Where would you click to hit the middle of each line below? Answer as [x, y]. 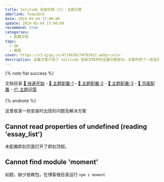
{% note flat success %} [30, 73]
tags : [10, 41]
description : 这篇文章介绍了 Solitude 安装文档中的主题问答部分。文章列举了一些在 [81, 60]
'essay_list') [24, 134]
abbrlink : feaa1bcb [25, 14]
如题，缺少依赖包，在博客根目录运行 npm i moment [55, 174]
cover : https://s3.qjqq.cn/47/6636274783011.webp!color [63, 55]
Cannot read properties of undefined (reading [76, 127]
